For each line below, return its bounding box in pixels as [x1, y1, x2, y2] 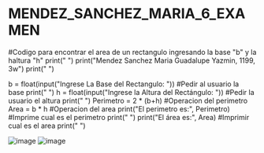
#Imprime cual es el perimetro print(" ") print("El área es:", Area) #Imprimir [8, 112, 250, 122]
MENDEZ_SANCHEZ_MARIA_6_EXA [8, 5, 246, 23]
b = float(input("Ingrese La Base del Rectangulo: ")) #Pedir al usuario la [8, 79, 240, 89]
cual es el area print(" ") [8, 121, 86, 130]
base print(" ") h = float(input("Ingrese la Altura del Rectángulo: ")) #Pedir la [8, 87, 255, 97]
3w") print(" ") [8, 64, 55, 73]
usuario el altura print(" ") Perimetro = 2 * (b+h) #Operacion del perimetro [8, 96, 248, 105]
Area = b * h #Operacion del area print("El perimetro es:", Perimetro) [8, 104, 230, 114]
